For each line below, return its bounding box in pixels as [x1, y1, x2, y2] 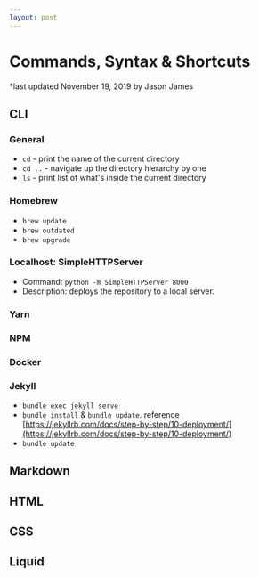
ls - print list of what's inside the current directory [21, 173, 206, 183]
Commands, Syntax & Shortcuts [9, 51, 251, 71]
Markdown [9, 464, 71, 479]
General [9, 133, 45, 145]
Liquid [9, 554, 45, 570]
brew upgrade [21, 235, 71, 245]
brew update [21, 216, 67, 225]
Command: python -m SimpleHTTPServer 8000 [21, 276, 189, 287]
